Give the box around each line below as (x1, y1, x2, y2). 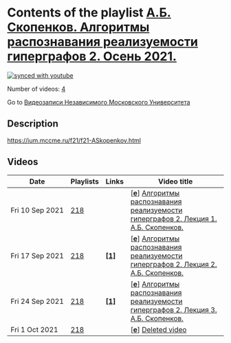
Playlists (70, 177, 100, 186)
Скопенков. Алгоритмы (7, 19, 150, 35)
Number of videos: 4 (7, 85, 66, 93)
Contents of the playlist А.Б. (7, 5, 172, 21)
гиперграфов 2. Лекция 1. (130, 214, 217, 223)
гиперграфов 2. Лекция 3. (130, 305, 217, 314)
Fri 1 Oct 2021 (10, 324, 58, 334)
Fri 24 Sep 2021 (10, 296, 64, 306)
